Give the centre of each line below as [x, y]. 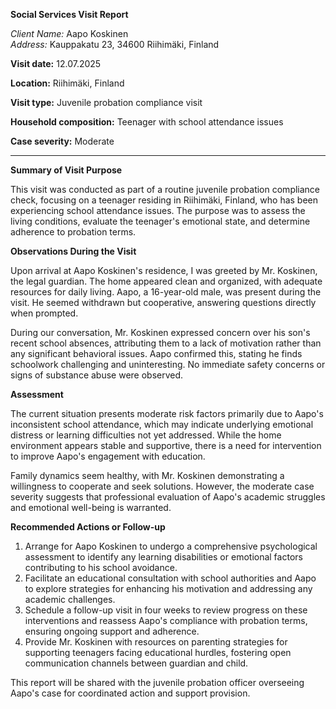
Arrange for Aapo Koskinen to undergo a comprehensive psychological [171, 546]
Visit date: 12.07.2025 [56, 63]
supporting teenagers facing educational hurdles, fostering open [158, 652]
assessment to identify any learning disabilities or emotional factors [163, 557]
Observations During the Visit [73, 251]
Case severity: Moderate [62, 141]
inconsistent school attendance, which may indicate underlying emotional [162, 424]
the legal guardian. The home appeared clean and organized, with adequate [166, 281]
